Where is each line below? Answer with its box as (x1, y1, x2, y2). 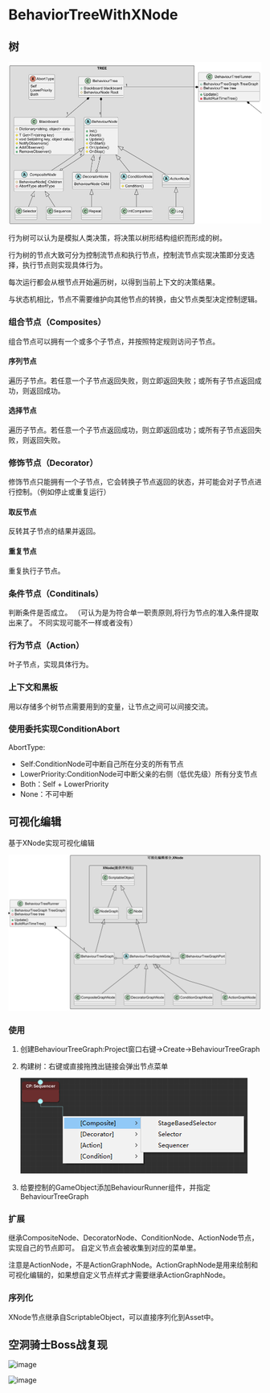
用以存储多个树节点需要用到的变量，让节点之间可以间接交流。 (8, 702, 213, 711)
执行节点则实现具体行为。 (22, 260, 107, 270)
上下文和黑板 (8, 682, 59, 693)
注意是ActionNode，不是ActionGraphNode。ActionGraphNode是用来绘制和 (8, 1260, 259, 1270)
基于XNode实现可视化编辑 (8, 838, 95, 847)
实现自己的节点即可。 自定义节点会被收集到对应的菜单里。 (8, 1243, 201, 1253)
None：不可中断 (19, 789, 74, 798)
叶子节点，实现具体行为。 (8, 660, 93, 670)
